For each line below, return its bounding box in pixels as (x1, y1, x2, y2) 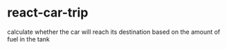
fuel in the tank (7, 35, 50, 43)
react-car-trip (7, 5, 89, 21)
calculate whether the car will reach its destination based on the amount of (7, 28, 221, 36)
